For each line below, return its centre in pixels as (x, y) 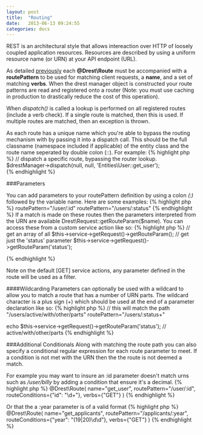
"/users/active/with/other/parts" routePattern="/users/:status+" (86, 315)
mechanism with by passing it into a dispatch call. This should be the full (97, 140)
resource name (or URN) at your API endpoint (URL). (72, 59)
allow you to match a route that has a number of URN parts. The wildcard (98, 295)
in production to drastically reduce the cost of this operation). (83, 97)
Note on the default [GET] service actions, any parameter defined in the (96, 270)
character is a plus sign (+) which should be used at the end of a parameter (101, 302)
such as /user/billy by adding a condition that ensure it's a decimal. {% (94, 382)
